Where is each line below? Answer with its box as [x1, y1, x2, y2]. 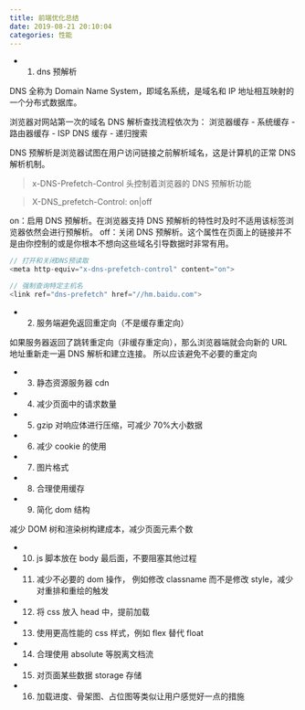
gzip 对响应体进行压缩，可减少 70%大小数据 [36, 419, 204, 430]
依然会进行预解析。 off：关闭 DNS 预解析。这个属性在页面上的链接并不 [25, 227, 292, 238]
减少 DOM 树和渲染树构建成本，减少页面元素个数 [9, 523, 194, 535]
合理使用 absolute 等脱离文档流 [36, 648, 153, 659]
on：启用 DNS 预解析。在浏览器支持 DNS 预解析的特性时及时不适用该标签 [9, 216, 286, 227]
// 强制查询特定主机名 [9, 281, 84, 291]
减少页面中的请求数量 [36, 398, 117, 409]
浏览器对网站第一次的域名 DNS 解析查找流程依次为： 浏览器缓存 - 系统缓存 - [9, 116, 296, 128]
